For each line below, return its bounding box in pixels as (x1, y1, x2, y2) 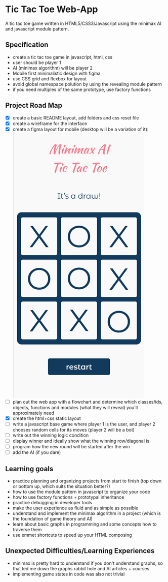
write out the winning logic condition (12, 432, 89, 438)
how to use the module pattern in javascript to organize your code (12, 489, 150, 495)
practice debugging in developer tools (12, 500, 93, 505)
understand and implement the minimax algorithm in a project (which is (12, 510, 161, 516)
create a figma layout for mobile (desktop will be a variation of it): (12, 126, 149, 132)
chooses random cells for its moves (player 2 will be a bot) (12, 426, 135, 433)
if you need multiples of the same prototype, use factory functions (12, 86, 151, 93)
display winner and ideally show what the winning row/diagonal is (12, 438, 150, 444)
